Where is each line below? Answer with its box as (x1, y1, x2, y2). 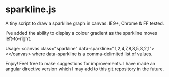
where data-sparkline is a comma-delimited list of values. (32, 51, 153, 57)
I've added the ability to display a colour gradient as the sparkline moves (5, 30, 158, 36)
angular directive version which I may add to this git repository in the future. (5, 66, 164, 72)
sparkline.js (5, 4, 57, 15)
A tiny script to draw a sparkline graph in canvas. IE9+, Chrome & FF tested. (5, 20, 164, 26)
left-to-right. (5, 35, 32, 42)
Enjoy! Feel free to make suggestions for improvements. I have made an (5, 60, 155, 66)
